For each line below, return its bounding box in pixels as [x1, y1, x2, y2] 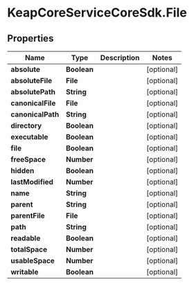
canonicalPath [10, 109, 60, 119]
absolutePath [10, 87, 55, 96]
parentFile [10, 211, 45, 220]
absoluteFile [10, 76, 53, 85]
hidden [10, 166, 35, 175]
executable [10, 132, 48, 141]
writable [10, 267, 39, 276]
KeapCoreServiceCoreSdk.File [7, 5, 187, 21]
